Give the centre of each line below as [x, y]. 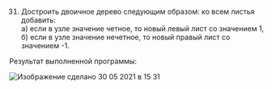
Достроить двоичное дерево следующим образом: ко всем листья [138, 12]
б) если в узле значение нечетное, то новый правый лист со [125, 37]
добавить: [38, 20]
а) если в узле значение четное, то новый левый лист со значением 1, [142, 28]
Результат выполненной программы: [73, 61]
